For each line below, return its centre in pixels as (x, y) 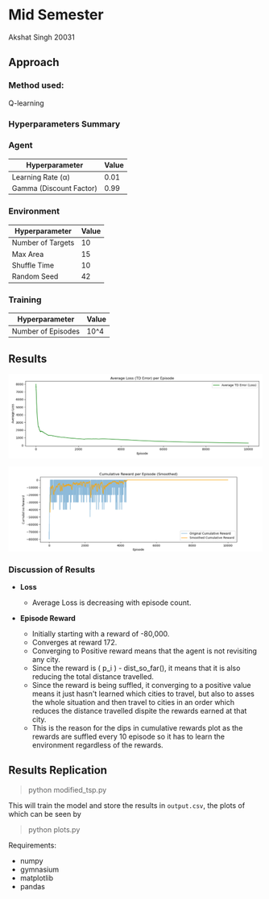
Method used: (36, 85)
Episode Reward (48, 618)
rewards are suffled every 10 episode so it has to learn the (128, 736)
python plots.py (54, 829)
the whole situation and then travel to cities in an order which (133, 702)
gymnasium (39, 869)
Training (25, 300)
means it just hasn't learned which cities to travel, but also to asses (143, 694)
